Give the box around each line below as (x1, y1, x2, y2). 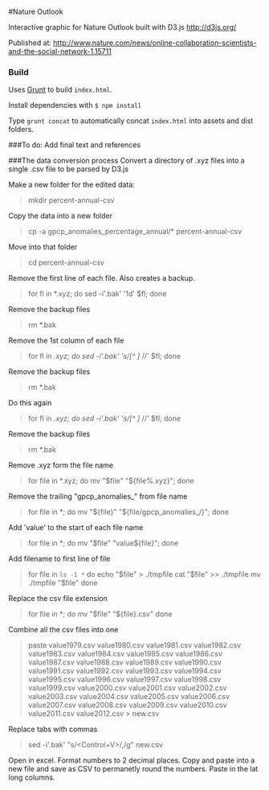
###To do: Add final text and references (8, 140, 141, 150)
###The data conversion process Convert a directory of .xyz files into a (8, 156, 245, 166)
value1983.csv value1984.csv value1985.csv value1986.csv (27, 649, 223, 659)
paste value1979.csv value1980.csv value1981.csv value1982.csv (27, 640, 242, 650)
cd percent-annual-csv (27, 257, 104, 268)
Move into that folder (8, 242, 78, 252)
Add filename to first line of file (8, 554, 111, 564)
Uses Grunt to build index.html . (8, 84, 112, 95)
